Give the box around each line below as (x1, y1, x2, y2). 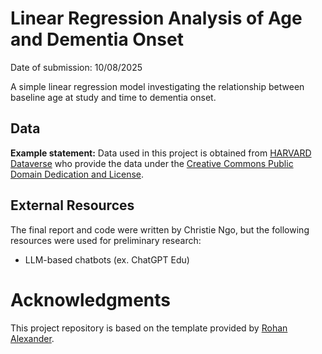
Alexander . (10, 332, 55, 344)
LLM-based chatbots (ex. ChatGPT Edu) (24, 253, 190, 266)
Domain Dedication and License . (10, 168, 145, 180)
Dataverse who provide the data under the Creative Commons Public (10, 157, 294, 169)
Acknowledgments (10, 288, 172, 311)
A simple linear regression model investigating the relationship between (10, 80, 305, 92)
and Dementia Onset (10, 28, 184, 51)
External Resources (10, 197, 135, 214)
